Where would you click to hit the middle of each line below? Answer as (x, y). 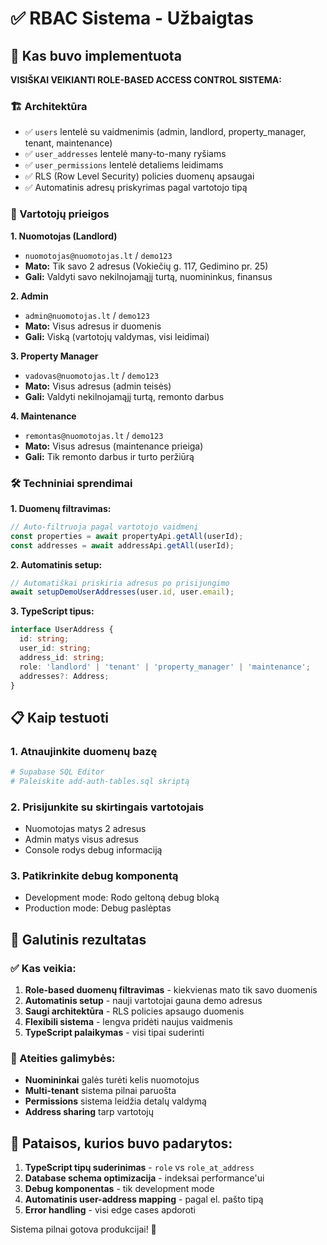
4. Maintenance (43, 416)
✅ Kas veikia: (43, 968)
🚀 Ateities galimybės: (63, 1059)
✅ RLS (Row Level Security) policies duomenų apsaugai (139, 176)
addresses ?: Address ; (64, 676)
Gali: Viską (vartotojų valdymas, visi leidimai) (117, 336)
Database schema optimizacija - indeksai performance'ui (144, 1178)
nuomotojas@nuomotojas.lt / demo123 (98, 255)
